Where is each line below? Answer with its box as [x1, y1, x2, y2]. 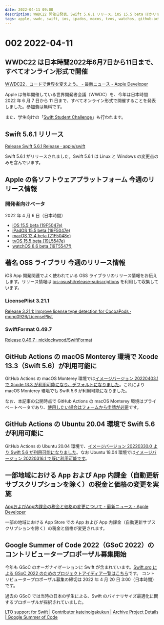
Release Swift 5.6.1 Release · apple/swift [5, 143, 85, 150]
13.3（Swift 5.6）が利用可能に [5, 361, 97, 370]
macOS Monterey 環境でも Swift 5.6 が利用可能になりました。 [5, 388, 130, 394]
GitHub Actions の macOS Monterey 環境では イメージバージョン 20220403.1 [5, 375, 159, 381]
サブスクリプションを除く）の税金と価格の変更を [5, 480, 153, 489]
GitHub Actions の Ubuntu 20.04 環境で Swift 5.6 [5, 420, 155, 428]
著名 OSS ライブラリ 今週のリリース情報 [5, 258, 125, 267]
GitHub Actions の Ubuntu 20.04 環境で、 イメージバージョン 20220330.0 [5, 443, 152, 449]
